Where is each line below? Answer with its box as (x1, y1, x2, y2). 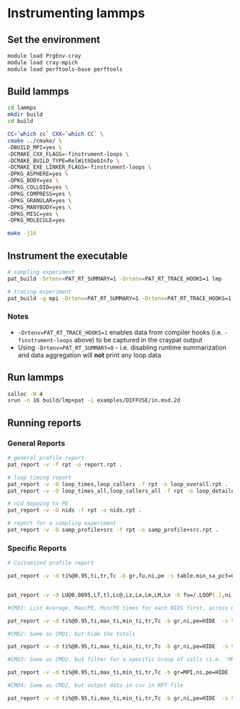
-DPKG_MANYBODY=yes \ (7, 204, 72, 211)
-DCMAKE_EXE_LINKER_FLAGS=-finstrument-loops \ (7, 164, 152, 171)
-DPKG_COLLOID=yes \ (7, 184, 69, 191)
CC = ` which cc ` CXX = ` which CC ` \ (7, 131, 104, 138)
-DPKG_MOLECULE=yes (7, 217, 66, 224)
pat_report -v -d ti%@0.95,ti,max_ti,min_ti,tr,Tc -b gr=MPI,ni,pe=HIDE (7, 669, 229, 676)
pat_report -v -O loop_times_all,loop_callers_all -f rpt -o (7, 487, 194, 495)
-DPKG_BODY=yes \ (7, 177, 59, 184)
